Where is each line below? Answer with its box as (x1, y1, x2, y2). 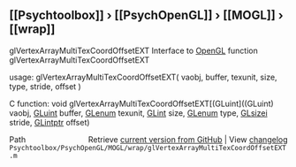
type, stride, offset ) (9, 80, 81, 92)
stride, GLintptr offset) (9, 117, 90, 127)
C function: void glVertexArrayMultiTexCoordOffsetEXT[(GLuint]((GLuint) (9, 98, 274, 109)
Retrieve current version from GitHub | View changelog (87, 133, 288, 145)
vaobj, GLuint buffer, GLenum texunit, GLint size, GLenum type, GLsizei (9, 107, 268, 118)
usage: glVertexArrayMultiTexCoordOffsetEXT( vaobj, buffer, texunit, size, (9, 72, 277, 82)
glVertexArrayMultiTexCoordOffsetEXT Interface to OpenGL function (9, 45, 259, 56)
